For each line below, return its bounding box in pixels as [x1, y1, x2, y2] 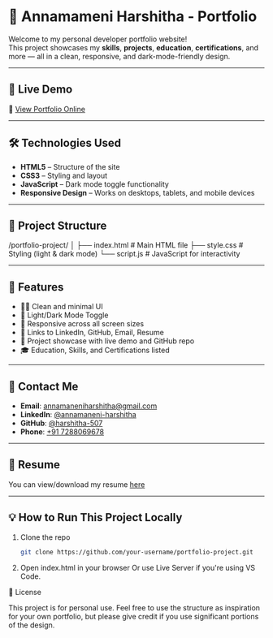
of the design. [8, 620, 55, 630]
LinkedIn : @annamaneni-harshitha [19, 410, 136, 419]
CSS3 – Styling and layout [19, 170, 108, 180]
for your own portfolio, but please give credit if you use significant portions [8, 611, 259, 621]
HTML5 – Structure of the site [19, 162, 120, 171]
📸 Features [8, 280, 64, 294]
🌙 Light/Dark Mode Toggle [19, 310, 109, 320]
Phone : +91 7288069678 [19, 427, 104, 437]
